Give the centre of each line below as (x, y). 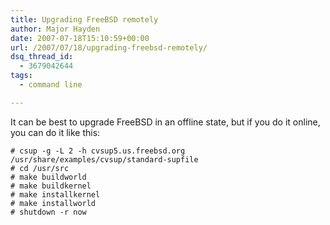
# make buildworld (48, 177)
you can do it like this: (55, 132)
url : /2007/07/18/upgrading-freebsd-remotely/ (109, 47)
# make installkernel (55, 194)
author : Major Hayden (55, 29)
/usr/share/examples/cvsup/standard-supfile (104, 159)
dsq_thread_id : (42, 57)
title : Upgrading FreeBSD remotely (84, 19)
